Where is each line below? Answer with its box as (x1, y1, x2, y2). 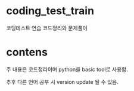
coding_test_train (6, 4, 94, 18)
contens (6, 45, 48, 59)
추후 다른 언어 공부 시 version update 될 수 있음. (6, 78, 119, 85)
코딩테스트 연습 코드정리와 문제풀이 (6, 24, 88, 31)
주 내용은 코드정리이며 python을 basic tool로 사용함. (6, 66, 128, 73)
